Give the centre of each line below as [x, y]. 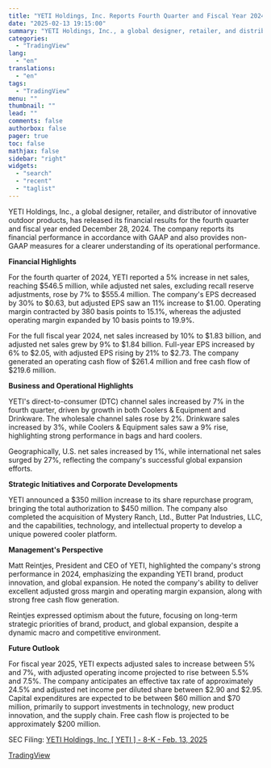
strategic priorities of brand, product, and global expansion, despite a [124, 623]
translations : [32, 69]
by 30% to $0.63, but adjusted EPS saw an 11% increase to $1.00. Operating [135, 303]
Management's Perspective [56, 549]
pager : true [28, 136]
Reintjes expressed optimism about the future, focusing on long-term [123, 615]
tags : [17, 83]
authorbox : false [38, 128]
